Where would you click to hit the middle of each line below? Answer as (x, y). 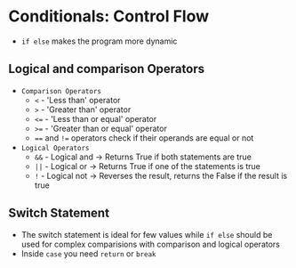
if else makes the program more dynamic (99, 41)
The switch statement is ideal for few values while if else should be (147, 234)
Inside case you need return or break (88, 253)
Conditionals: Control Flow (109, 16)
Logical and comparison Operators (107, 69)
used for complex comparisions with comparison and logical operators (151, 244)
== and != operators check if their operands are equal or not (144, 138)
